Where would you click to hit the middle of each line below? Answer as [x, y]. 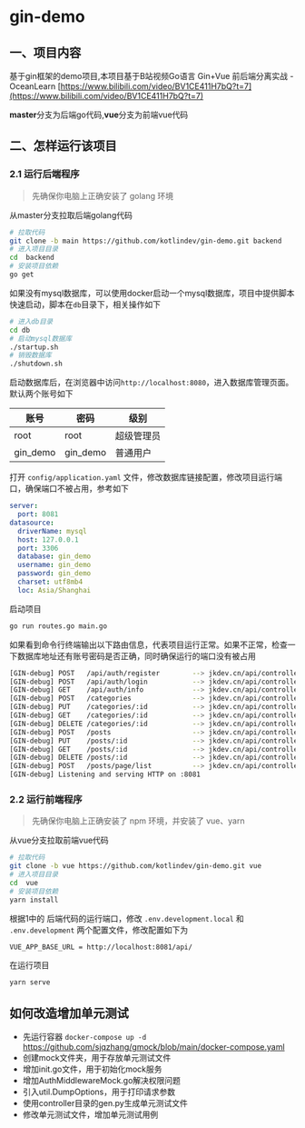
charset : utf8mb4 [50, 582]
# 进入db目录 [31, 321]
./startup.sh [34, 347]
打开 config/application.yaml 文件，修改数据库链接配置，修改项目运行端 [146, 477]
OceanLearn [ [35, 86]
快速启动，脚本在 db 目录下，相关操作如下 [85, 304]
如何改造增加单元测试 [69, 1013]
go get [22, 275]
